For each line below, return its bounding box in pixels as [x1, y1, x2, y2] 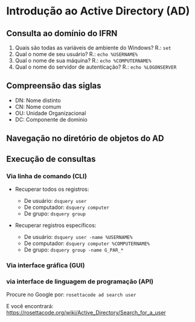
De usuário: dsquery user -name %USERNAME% [24, 233, 133, 240]
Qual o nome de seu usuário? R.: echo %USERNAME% [14, 51, 138, 58]
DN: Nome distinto [14, 96, 62, 104]
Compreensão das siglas [6, 81, 101, 91]
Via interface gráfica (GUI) [6, 261, 85, 269]
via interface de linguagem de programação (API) [6, 277, 154, 285]
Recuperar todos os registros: [14, 185, 89, 193]
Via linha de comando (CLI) [6, 172, 88, 180]
